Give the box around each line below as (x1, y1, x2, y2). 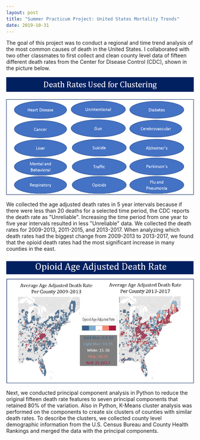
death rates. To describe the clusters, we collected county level (6, 415, 162, 422)
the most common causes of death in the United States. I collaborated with (6, 45, 190, 53)
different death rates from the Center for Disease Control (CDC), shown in (6, 59, 187, 66)
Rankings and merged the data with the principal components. (6, 427, 159, 435)
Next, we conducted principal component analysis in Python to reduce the (6, 389, 189, 396)
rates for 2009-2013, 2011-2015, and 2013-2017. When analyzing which (6, 226, 180, 233)
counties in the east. (6, 245, 57, 252)
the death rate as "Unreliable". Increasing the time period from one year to (6, 214, 188, 220)
